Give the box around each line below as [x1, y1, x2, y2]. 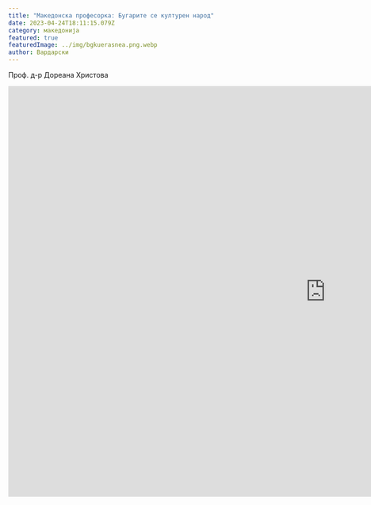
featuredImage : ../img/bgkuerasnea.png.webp [8, 41, 158, 49]
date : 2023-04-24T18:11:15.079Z [8, 19, 115, 27]
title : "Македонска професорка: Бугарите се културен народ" [8, 11, 215, 20]
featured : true [8, 33, 59, 42]
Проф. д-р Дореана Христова [8, 71, 109, 79]
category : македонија [8, 26, 80, 34]
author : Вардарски [8, 48, 69, 56]
